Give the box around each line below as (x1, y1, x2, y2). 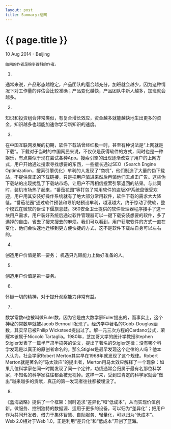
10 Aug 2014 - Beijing (5, 51, 50, 57)
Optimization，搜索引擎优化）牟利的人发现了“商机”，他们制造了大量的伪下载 (5, 168, 165, 174)
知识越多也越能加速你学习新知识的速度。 (14, 121, 99, 128)
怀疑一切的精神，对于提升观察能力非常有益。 (5, 294, 99, 300)
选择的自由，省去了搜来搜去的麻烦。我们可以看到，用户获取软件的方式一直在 (5, 219, 166, 225)
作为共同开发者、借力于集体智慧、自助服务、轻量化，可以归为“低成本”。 (5, 412, 157, 418)
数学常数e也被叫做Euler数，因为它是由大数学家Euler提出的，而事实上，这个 (5, 315, 163, 321)
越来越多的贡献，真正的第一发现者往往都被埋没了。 (12, 378, 119, 385)
